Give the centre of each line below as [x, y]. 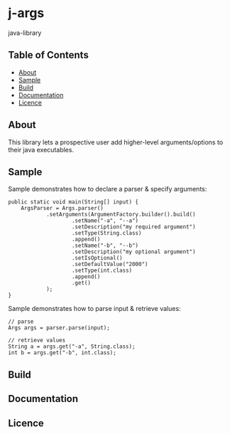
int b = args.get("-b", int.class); [62, 353]
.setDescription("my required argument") [133, 227]
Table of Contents [49, 55]
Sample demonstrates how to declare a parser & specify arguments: [108, 189]
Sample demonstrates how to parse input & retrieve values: [94, 309]
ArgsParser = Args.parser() [62, 208]
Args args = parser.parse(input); [59, 328]
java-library [25, 33]
